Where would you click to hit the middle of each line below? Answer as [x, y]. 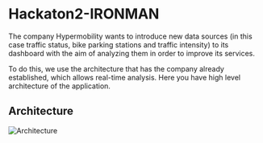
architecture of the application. [60, 86]
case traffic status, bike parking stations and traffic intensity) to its [119, 44]
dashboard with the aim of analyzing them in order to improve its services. [132, 53]
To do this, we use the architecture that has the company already [116, 68]
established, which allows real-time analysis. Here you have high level [124, 77]
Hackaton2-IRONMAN [84, 14]
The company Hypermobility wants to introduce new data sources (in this [130, 36]
